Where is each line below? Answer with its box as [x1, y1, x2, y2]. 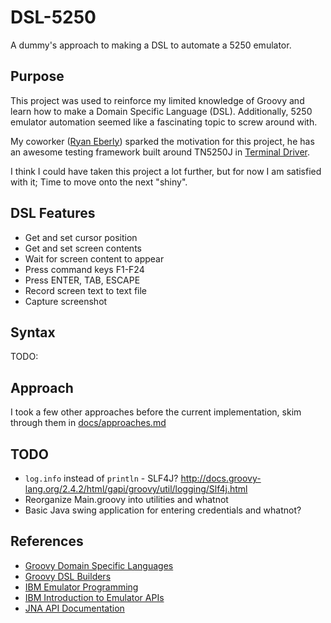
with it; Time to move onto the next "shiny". [10, 176, 188, 188]
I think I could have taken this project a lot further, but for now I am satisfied [10, 165, 322, 177]
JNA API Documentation [24, 602, 125, 614]
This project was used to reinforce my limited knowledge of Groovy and [10, 94, 305, 106]
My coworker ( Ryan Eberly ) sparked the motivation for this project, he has [10, 135, 315, 147]
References [10, 533, 84, 550]
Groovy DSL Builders [24, 570, 112, 582]
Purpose [10, 68, 65, 85]
